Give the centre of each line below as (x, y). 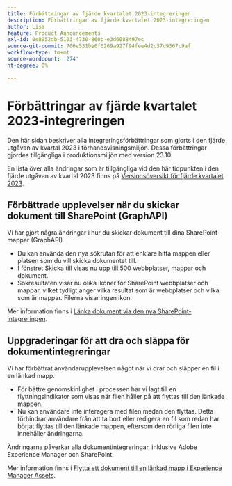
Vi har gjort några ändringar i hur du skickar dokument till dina (96, 233)
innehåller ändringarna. (51, 434)
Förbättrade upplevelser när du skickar (93, 205)
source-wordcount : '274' (43, 59)
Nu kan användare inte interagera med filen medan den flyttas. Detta (115, 411)
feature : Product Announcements (54, 33)
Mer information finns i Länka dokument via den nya (82, 311)
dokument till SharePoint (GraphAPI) (88, 215)
